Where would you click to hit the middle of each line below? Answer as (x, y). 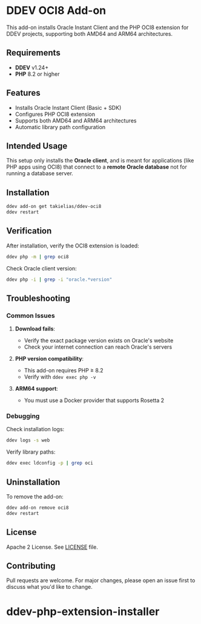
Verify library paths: (31, 452)
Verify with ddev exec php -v (60, 377)
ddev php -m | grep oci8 (38, 257)
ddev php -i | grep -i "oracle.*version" (59, 280)
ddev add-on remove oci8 (38, 508)
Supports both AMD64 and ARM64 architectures (76, 120)
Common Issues (31, 315)
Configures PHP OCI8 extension (55, 114)
